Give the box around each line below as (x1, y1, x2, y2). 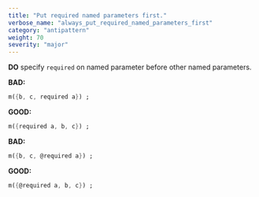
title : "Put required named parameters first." (8, 11, 168, 20)
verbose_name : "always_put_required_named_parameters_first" (8, 19, 213, 27)
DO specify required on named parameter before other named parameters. (8, 62, 252, 72)
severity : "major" (8, 41, 68, 49)
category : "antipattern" (8, 26, 90, 34)
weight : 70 (8, 33, 44, 42)
